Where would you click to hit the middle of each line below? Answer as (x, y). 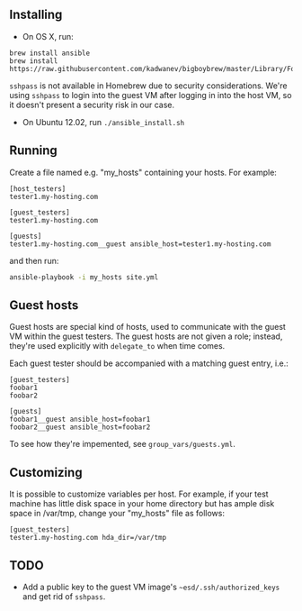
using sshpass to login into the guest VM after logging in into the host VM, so (151, 95)
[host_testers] (38, 188)
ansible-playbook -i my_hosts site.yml (84, 277)
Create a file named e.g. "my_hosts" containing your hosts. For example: (143, 172)
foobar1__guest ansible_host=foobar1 (80, 419)
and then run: (34, 260)
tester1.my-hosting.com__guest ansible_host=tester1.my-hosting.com (140, 244)
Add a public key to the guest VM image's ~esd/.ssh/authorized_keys (151, 587)
